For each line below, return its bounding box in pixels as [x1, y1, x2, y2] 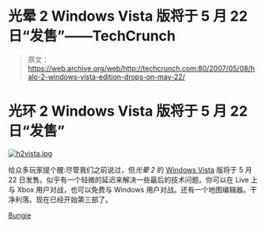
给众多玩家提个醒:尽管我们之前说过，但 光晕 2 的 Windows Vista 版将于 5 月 [8, 165, 253, 174]
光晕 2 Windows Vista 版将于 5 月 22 [8, 7, 248, 25]
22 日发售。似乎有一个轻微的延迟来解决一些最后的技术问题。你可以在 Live [8, 175, 249, 184]
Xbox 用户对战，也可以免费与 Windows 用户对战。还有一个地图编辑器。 [17, 184, 251, 194]
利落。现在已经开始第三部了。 [14, 195, 112, 204]
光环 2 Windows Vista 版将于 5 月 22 [8, 102, 248, 120]
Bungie [8, 211, 32, 220]
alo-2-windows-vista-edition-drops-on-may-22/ [27, 72, 186, 82]
